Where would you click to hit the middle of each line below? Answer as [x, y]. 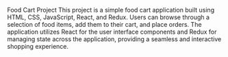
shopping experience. [38, 46]
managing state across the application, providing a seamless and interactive [114, 39]
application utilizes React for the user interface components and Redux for [112, 32]
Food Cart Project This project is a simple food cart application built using [111, 10]
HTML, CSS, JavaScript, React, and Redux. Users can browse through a [109, 17]
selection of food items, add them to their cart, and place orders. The [104, 24]
